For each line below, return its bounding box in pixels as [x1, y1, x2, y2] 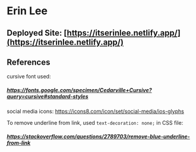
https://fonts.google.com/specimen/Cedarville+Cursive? [7, 86, 152, 93]
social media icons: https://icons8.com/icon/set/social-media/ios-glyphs [7, 108, 185, 115]
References [7, 57, 50, 67]
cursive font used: [7, 73, 51, 80]
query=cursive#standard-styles [7, 93, 88, 100]
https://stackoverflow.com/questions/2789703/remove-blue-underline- [7, 132, 191, 140]
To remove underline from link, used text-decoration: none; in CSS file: [7, 119, 184, 126]
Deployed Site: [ [7, 28, 67, 38]
